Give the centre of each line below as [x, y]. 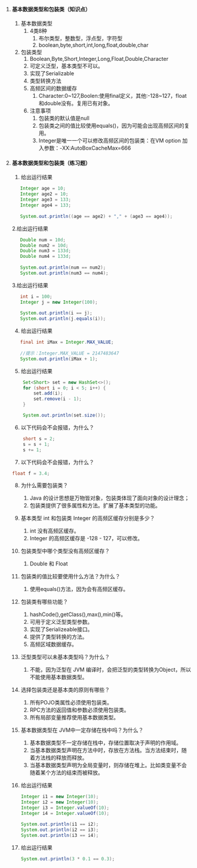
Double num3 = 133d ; [46, 251]
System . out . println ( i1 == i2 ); [60, 824]
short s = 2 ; [39, 439]
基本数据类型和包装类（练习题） [51, 163]
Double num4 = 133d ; [46, 257]
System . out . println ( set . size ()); [64, 415]
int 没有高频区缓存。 [54, 531]
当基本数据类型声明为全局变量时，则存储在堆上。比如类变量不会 [108, 765]
